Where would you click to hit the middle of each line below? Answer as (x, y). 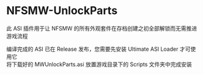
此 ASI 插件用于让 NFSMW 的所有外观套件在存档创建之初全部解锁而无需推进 (102, 28)
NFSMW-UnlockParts (62, 11)
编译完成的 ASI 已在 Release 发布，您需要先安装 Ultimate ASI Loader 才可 (98, 49)
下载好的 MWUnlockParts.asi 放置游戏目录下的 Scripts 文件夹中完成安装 (102, 64)
